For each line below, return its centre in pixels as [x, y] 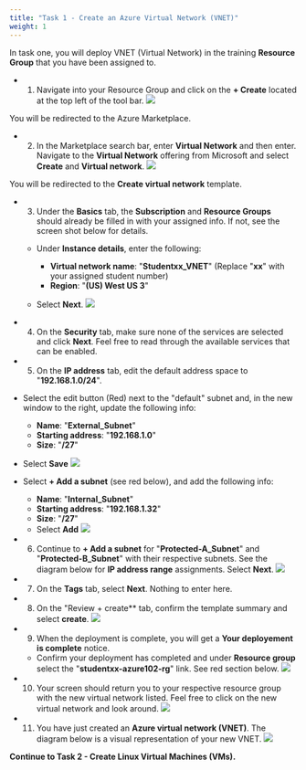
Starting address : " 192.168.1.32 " [99, 509]
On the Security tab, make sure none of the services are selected [160, 332]
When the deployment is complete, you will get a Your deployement [165, 638]
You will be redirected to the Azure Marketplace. [100, 118]
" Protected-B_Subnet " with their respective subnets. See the [152, 558]
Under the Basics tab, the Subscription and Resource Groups [153, 211]
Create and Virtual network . [90, 166]
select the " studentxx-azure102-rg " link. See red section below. [158, 669]
